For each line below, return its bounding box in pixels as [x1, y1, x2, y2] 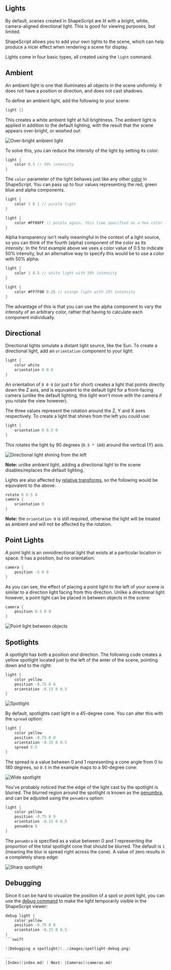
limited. [5, 28, 21, 35]
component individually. [5, 314, 55, 320]
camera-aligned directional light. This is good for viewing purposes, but [5, 23, 155, 29]
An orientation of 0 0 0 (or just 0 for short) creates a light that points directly [5, 381, 165, 388]
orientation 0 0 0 [14, 368, 53, 373]
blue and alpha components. [5, 187, 65, 193]
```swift [5, 937, 24, 942]
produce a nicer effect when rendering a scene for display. [5, 43, 129, 50]
